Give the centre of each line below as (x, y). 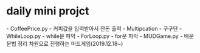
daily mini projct (48, 11)
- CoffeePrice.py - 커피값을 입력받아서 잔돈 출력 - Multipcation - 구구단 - (94, 28)
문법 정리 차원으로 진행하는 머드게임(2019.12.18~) (65, 43)
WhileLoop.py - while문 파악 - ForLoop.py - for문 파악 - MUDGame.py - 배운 (100, 36)
